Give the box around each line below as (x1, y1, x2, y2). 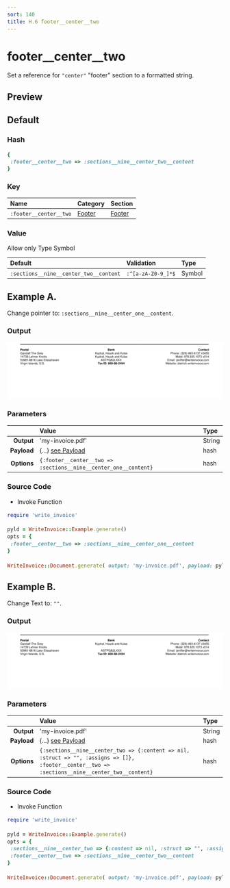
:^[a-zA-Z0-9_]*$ (126, 270, 176, 277)
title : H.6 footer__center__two (7, 18, 99, 25)
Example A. (7, 291, 57, 303)
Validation (126, 259, 156, 267)
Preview (7, 91, 43, 103)
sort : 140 (7, 11, 36, 18)
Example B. (7, 581, 56, 592)
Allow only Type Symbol (7, 244, 75, 252)
